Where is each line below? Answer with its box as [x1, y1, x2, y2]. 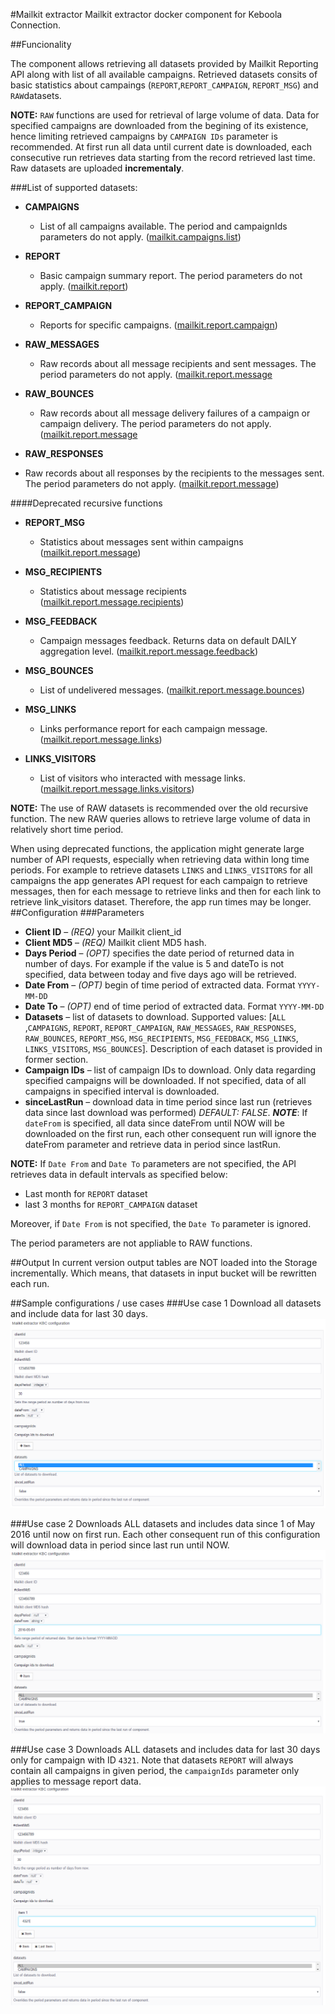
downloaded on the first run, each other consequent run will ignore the [24, 1128, 317, 1139]
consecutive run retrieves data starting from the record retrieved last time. [10, 152, 316, 163]
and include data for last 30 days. [10, 1308, 148, 1319]
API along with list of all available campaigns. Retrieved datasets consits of [10, 69, 318, 80]
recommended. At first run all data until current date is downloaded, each [10, 141, 312, 153]
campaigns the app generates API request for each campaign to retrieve [10, 875, 308, 886]
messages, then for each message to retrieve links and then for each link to [10, 885, 322, 897]
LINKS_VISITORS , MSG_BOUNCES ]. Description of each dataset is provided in [24, 1043, 323, 1054]
